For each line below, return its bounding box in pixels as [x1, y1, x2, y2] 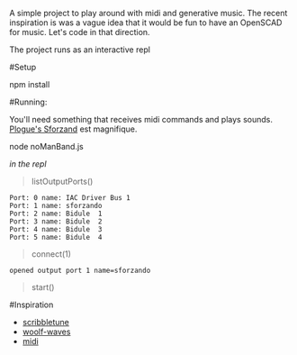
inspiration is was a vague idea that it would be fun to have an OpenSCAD [9, 17, 283, 28]
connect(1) [31, 249, 72, 259]
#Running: [9, 96, 48, 107]
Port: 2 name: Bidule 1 [9, 209, 103, 218]
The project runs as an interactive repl [9, 44, 151, 55]
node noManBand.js [9, 141, 84, 151]
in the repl [9, 159, 47, 169]
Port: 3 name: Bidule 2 [9, 217, 103, 226]
